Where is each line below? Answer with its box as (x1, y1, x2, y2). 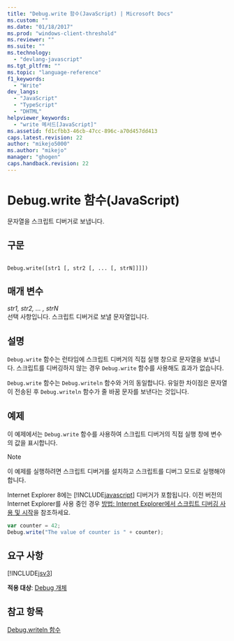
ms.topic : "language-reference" (7, 69, 101, 76)
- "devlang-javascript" (13, 56, 82, 63)
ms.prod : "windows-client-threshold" (7, 29, 117, 37)
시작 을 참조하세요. (22, 508, 71, 516)
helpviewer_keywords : (7, 114, 71, 121)
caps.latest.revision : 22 (7, 134, 82, 141)
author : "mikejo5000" (7, 141, 71, 148)
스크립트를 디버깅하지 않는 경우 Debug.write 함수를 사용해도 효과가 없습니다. (16, 364, 224, 372)
